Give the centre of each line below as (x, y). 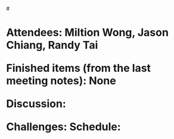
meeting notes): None (61, 81)
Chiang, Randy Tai (52, 45)
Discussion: (36, 104)
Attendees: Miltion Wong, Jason (87, 33)
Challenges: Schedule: (63, 127)
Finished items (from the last (78, 68)
